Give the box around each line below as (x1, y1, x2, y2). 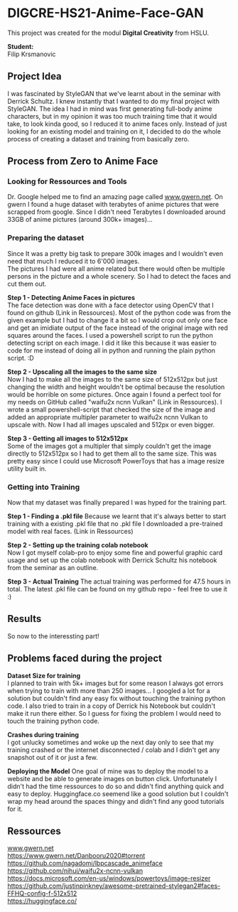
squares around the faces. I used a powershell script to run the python (7, 331, 213, 339)
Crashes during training (7, 730, 80, 739)
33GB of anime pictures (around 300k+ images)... (7, 215, 153, 224)
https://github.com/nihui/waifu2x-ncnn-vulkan (7, 867, 144, 875)
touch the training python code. (7, 717, 99, 725)
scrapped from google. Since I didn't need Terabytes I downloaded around (7, 208, 226, 216)
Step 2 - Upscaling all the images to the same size (7, 368, 158, 376)
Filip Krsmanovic (7, 50, 56, 58)
